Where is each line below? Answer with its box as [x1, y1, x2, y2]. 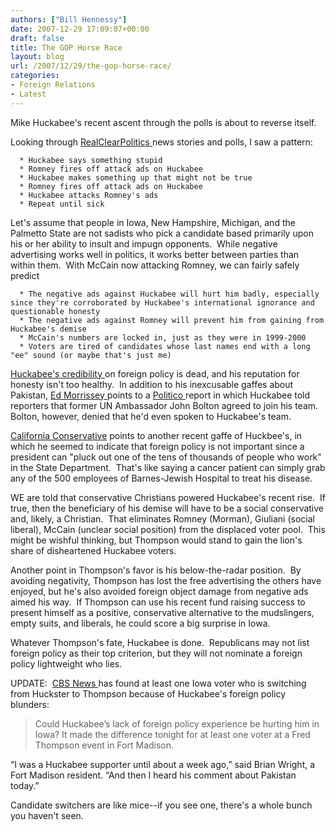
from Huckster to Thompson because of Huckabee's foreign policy [10, 687, 287, 700]
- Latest [10, 89, 47, 99]
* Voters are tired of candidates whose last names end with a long [19, 341, 311, 351]
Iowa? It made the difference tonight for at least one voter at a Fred [34, 728, 311, 740]
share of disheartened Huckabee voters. [10, 544, 177, 556]
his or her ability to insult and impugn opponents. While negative [10, 237, 278, 250]
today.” [10, 779, 40, 791]
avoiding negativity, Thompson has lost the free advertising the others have [10, 574, 322, 586]
